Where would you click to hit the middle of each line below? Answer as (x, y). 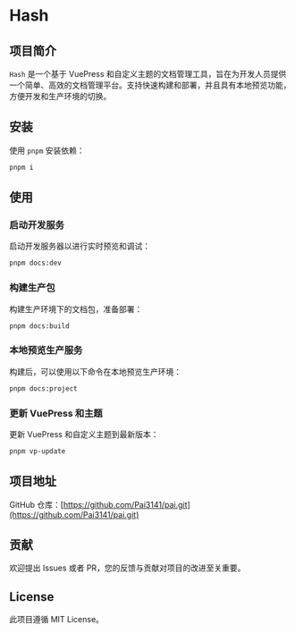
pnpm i (21, 167)
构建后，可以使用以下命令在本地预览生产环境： (95, 371)
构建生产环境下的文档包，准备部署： (76, 308)
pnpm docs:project (43, 388)
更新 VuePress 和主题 (56, 413)
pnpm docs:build (39, 326)
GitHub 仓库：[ (37, 504)
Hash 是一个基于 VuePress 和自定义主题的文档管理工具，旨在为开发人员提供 (148, 74)
